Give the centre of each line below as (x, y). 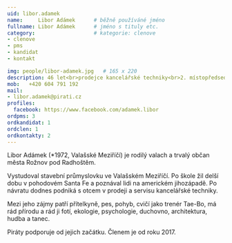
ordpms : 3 (21, 116)
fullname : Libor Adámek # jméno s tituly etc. (83, 26)
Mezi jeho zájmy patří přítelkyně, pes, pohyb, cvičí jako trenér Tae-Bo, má (112, 204)
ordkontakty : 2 (29, 136)
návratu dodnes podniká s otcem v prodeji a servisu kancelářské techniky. (113, 190)
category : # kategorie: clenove (81, 33)
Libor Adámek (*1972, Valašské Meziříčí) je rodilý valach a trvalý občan (108, 155)
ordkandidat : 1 (29, 123)
